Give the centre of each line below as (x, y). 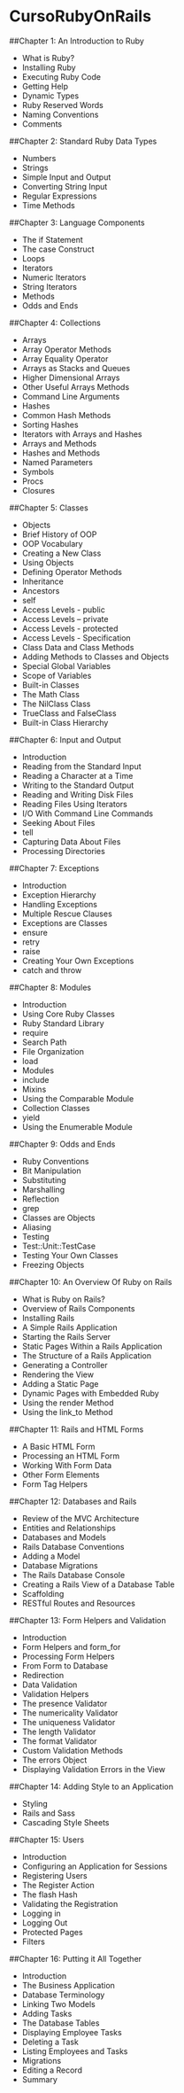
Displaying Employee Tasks (72, 2032)
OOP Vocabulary (52, 543)
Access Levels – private (65, 619)
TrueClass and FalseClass (69, 713)
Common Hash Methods (66, 415)
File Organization (53, 1051)
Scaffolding (43, 1593)
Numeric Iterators (54, 277)
